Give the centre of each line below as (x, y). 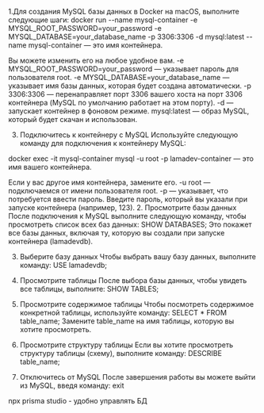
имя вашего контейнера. (50, 167)
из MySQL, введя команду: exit (72, 385)
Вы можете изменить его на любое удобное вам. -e (96, 60)
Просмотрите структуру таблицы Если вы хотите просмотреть (126, 345)
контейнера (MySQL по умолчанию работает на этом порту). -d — (121, 103)
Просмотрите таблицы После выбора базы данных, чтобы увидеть (133, 280)
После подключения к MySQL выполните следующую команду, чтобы (128, 216)
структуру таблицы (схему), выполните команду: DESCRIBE (121, 353)
